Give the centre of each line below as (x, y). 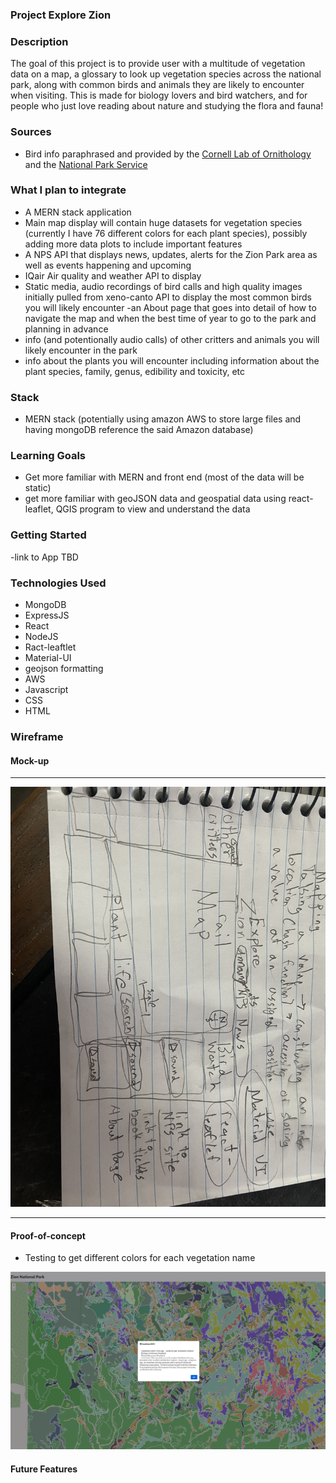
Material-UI (48, 657)
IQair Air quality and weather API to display (113, 275)
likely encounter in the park (81, 350)
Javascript (46, 689)
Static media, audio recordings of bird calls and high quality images (163, 286)
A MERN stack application (78, 212)
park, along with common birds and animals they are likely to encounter (157, 85)
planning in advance (66, 329)
